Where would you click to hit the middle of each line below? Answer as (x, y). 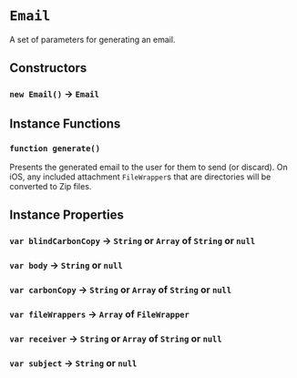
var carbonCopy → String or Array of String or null (121, 290)
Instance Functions (65, 123)
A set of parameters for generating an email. (92, 39)
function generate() (55, 148)
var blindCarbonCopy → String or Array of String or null (133, 241)
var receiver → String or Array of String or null (116, 338)
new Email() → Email (55, 94)
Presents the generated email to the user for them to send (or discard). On (149, 167)
